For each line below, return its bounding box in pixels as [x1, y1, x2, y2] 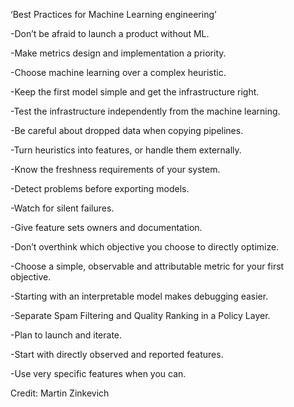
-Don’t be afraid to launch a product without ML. [10, 28, 210, 39]
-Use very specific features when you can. [10, 368, 187, 379]
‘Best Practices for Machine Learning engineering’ [10, 9, 217, 20]
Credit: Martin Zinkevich [10, 387, 110, 399]
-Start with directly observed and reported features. [10, 349, 224, 360]
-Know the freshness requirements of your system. [10, 164, 221, 175]
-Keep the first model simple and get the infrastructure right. [10, 86, 260, 98]
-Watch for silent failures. [10, 202, 115, 214]
